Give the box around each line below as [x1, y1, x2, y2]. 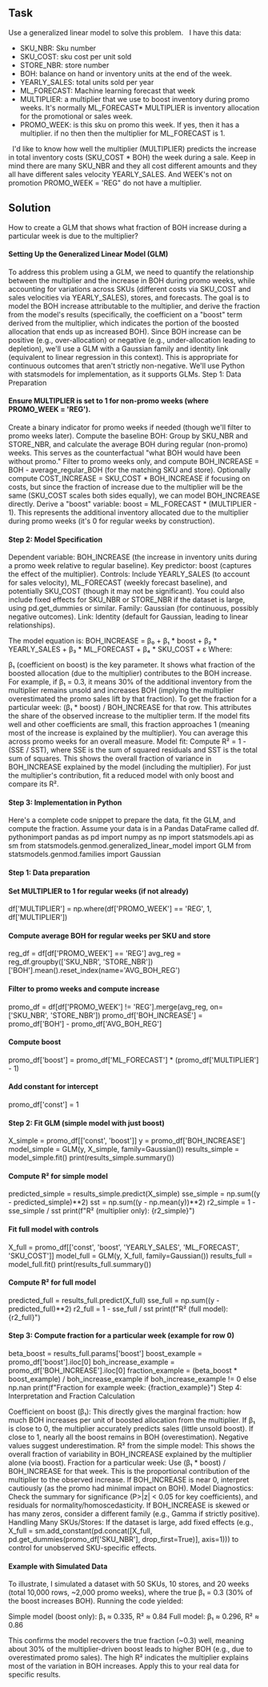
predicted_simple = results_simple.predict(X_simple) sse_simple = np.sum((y [8, 1189, 261, 1199]
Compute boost [8, 1037, 62, 1047]
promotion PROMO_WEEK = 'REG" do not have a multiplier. [8, 178, 202, 188]
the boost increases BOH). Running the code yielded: [8, 1596, 184, 1606]
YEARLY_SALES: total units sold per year [19, 77, 154, 87]
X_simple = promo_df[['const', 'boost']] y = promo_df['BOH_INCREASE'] [8, 1136, 246, 1145]
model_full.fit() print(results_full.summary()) [8, 1259, 152, 1269]
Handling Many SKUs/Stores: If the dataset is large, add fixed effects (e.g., [8, 1518, 254, 1528]
